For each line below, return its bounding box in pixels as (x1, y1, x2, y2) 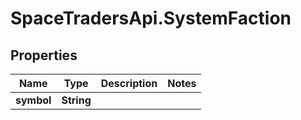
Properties (10, 47, 78, 64)
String (61, 93, 92, 107)
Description (100, 77, 158, 90)
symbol (15, 93, 52, 107)
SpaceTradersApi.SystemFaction (10, 7, 292, 30)
